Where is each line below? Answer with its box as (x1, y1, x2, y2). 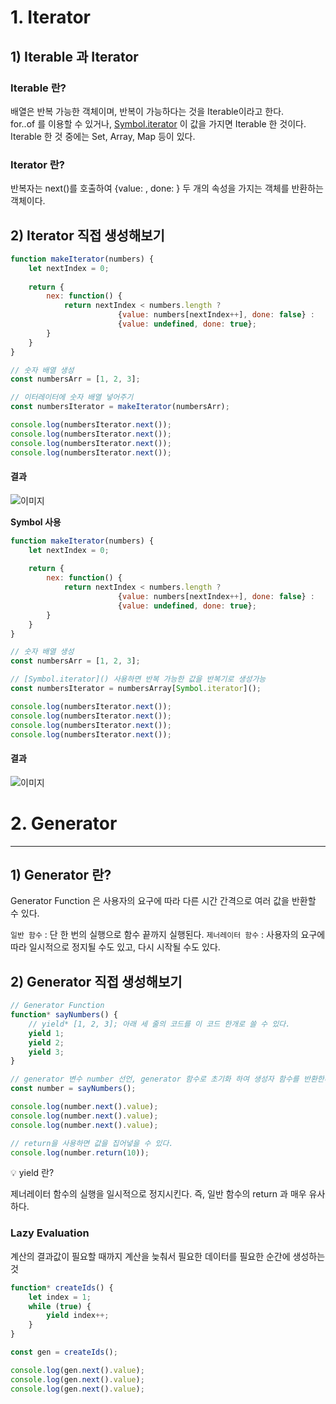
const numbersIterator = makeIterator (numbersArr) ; (10, 402, 230, 412)
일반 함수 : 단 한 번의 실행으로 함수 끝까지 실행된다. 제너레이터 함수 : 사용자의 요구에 (10, 929, 326, 941)
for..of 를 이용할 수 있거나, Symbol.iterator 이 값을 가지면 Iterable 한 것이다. (10, 117, 307, 130)
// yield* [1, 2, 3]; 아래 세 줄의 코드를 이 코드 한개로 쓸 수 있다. (28, 1019, 291, 1029)
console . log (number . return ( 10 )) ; (10, 1147, 150, 1158)
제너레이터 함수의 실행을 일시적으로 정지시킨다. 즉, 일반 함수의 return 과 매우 (10, 1188, 307, 1200)
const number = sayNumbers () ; (10, 1084, 137, 1094)
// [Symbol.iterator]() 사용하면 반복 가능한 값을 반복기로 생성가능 (10, 674, 267, 685)
